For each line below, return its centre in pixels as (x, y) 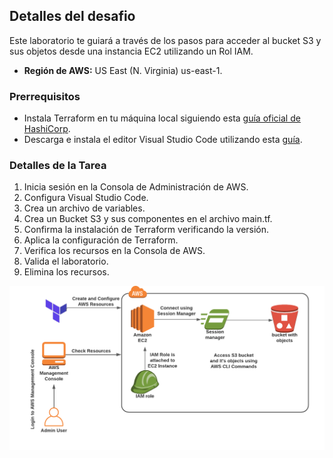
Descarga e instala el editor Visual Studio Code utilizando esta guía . (163, 140)
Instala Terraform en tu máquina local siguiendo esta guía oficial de (162, 118)
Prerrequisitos (45, 96)
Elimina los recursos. (66, 272)
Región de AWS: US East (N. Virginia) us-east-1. (123, 70)
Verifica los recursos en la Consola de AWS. (114, 251)
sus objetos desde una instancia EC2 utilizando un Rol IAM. (131, 51)
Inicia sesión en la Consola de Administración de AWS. (136, 187)
